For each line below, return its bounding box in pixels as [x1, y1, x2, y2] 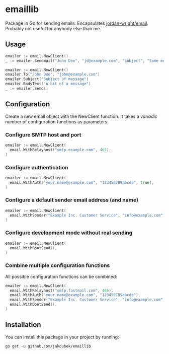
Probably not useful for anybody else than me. [5, 25, 102, 31]
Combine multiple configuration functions [5, 262, 110, 269]
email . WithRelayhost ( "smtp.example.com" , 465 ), [10, 147, 112, 152]
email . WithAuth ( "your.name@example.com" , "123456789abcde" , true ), [10, 180, 154, 185]
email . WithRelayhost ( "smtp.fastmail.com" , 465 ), [10, 288, 114, 293]
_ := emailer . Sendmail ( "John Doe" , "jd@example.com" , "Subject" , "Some [5, 58, 158, 63]
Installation [5, 321, 41, 329]
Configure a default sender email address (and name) [5, 196, 138, 203]
